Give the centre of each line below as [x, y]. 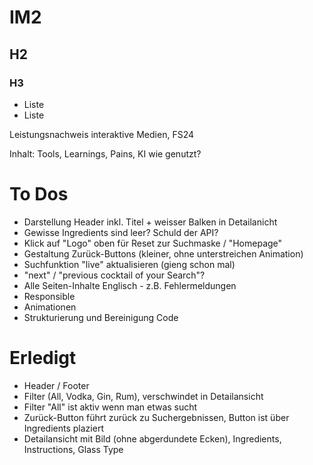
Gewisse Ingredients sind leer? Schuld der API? [121, 232]
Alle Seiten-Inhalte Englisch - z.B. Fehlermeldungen [130, 285]
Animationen [50, 307]
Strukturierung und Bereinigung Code [101, 317]
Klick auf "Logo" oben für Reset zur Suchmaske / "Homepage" [153, 243]
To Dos [39, 194]
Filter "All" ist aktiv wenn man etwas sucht [110, 407]
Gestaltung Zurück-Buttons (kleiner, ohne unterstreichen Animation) [163, 253]
